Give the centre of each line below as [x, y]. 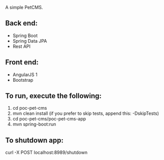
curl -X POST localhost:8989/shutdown [46, 152]
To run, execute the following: [53, 96]
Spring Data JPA [30, 41]
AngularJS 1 [25, 74]
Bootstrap [23, 80]
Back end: [22, 23]
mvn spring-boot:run [34, 124]
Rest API [22, 46]
